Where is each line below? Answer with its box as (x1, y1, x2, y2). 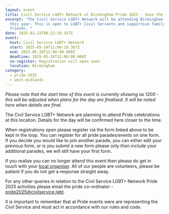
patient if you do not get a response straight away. (5, 168, 110, 174)
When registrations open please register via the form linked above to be (5, 127, 154, 133)
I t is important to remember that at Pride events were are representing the (5, 198, 158, 204)
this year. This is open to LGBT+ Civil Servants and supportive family (10, 21, 165, 27)
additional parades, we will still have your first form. (5, 148, 112, 154)
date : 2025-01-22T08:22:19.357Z (5, 31, 73, 36)
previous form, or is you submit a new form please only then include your (5, 143, 157, 149)
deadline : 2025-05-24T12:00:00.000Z (10, 54, 87, 59)
